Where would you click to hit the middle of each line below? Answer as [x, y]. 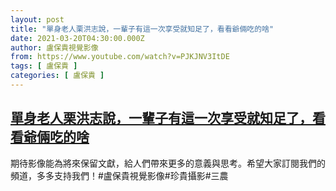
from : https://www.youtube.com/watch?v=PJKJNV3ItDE [120, 57]
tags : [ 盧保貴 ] [44, 66]
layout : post [37, 19]
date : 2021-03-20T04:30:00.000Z [77, 38]
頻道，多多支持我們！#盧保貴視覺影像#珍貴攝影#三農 [119, 175]
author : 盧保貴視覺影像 [54, 47]
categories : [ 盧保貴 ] [57, 76]
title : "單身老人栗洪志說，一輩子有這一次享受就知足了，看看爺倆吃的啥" [142, 29]
